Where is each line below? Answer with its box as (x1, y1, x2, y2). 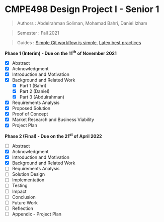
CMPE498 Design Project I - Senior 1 (5, 4, 159, 15)
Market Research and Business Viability (12, 117, 94, 123)
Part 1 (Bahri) (19, 82, 47, 88)
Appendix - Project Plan (12, 211, 61, 217)
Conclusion (12, 194, 36, 200)
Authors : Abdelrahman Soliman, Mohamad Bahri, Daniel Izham (17, 20, 148, 26)
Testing (12, 182, 28, 189)
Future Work (12, 199, 38, 205)
